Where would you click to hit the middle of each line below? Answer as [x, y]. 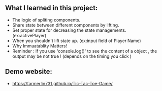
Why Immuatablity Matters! [40, 45]
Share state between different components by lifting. [65, 25]
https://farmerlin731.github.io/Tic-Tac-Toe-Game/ [63, 83]
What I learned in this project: [51, 8]
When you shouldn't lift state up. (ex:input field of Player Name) [77, 41]
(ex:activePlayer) [29, 35]
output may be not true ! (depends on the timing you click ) [72, 56]
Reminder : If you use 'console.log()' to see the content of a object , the [84, 51]
